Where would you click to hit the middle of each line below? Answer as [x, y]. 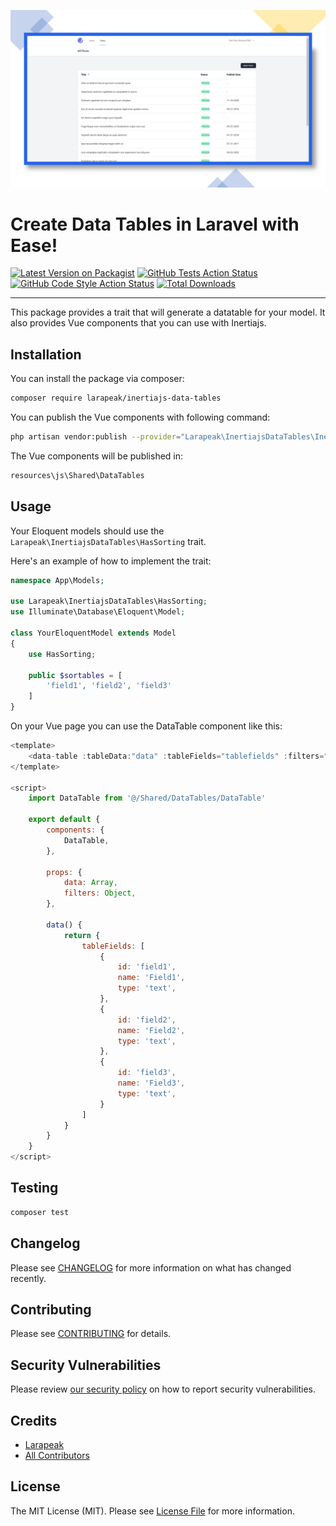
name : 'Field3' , [151, 1083]
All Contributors [57, 1455]
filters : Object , [100, 893]
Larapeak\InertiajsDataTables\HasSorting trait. [108, 541]
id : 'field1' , [147, 967]
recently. [28, 1278]
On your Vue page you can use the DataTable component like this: [146, 726]
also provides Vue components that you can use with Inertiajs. [138, 323]
